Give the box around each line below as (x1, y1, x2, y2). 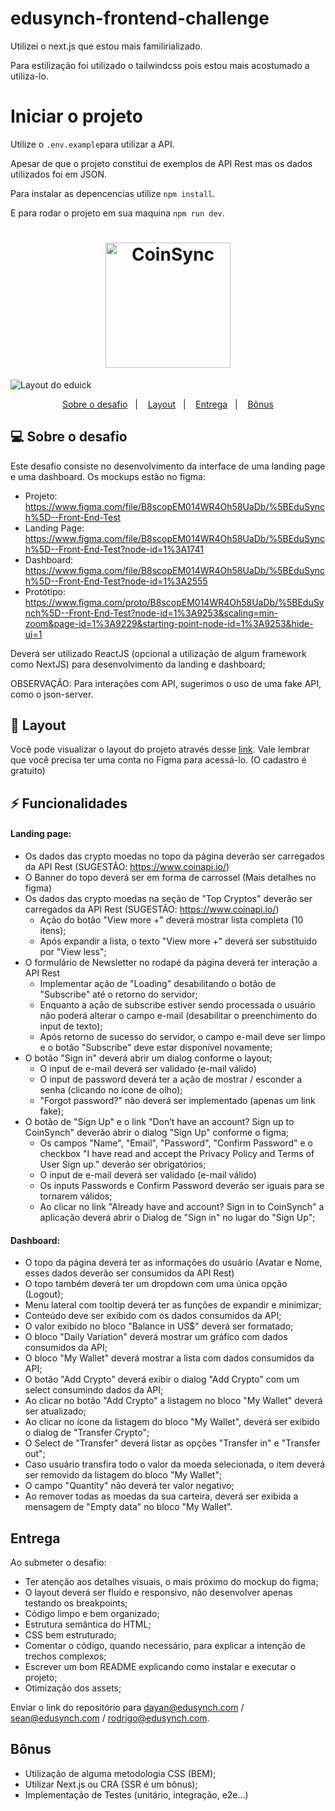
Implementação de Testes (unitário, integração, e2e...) (24, 1788, 249, 1801)
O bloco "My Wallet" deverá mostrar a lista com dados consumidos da (24, 1352, 315, 1364)
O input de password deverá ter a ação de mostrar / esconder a (39, 1073, 303, 1086)
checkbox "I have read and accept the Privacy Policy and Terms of (39, 1148, 315, 1160)
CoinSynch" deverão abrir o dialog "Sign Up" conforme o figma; (24, 1127, 289, 1139)
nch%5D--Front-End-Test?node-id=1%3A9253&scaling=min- (24, 607, 279, 619)
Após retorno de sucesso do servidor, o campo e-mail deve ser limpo (39, 1031, 326, 1043)
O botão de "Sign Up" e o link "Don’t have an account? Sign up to (24, 1116, 295, 1128)
